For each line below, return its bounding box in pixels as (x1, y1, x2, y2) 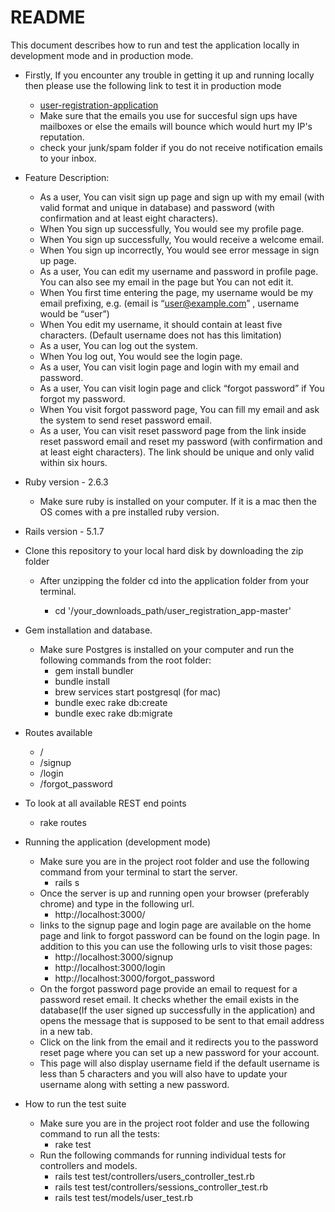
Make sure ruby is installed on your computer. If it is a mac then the (39, 495, 317, 507)
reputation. (39, 131, 85, 143)
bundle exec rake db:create (54, 696, 168, 708)
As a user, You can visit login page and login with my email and (39, 361, 300, 373)
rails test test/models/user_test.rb (54, 1191, 194, 1203)
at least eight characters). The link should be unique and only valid (39, 446, 315, 458)
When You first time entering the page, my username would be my (39, 286, 314, 298)
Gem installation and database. (24, 624, 153, 636)
